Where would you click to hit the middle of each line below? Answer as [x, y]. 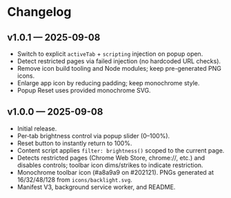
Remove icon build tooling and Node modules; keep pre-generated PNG [119, 68]
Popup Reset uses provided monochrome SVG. [84, 90]
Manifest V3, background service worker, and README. [96, 187]
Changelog [39, 12]
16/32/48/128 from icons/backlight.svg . [74, 179]
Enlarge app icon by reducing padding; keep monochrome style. [108, 83]
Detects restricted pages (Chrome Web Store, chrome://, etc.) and [111, 157]
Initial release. [37, 129]
